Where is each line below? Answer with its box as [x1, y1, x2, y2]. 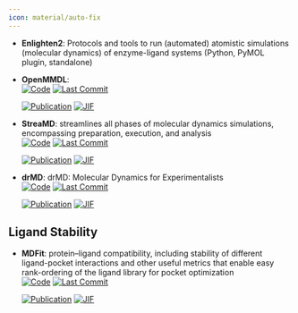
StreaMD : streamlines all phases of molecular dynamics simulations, [21, 118, 275, 129]
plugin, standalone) [21, 56, 93, 67]
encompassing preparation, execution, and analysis [21, 127, 212, 139]
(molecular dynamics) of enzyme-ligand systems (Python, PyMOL [21, 47, 265, 58]
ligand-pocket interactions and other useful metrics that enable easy [21, 258, 275, 268]
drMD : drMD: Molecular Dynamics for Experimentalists [21, 172, 225, 182]
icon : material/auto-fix [8, 13, 101, 22]
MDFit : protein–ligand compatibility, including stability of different [21, 248, 263, 259]
